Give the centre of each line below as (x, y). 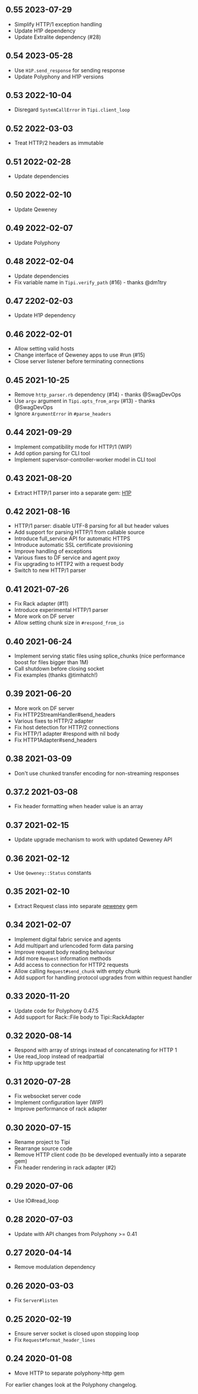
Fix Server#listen (36, 1300)
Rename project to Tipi (42, 1142)
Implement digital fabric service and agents (67, 939)
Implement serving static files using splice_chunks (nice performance (100, 656)
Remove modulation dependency (55, 1267)
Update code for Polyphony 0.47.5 (56, 1011)
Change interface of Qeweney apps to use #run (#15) (80, 355)
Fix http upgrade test (40, 1063)
